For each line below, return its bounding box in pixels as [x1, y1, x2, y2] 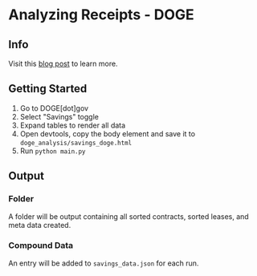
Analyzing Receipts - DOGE [8, 6, 194, 24]
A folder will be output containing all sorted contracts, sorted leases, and [8, 211, 249, 221]
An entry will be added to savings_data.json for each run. [8, 258, 199, 268]
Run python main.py [19, 146, 86, 156]
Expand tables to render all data [19, 120, 126, 130]
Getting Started [8, 82, 88, 95]
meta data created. [8, 220, 71, 229]
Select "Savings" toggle [19, 112, 99, 121]
